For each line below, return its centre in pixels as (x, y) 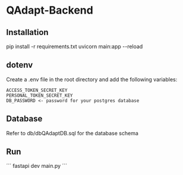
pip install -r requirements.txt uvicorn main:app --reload (75, 46)
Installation (27, 32)
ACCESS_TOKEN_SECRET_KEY (37, 90)
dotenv (20, 65)
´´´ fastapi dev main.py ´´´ (37, 166)
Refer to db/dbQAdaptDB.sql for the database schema (72, 133)
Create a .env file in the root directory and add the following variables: (92, 79)
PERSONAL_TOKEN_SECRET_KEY (40, 96)
